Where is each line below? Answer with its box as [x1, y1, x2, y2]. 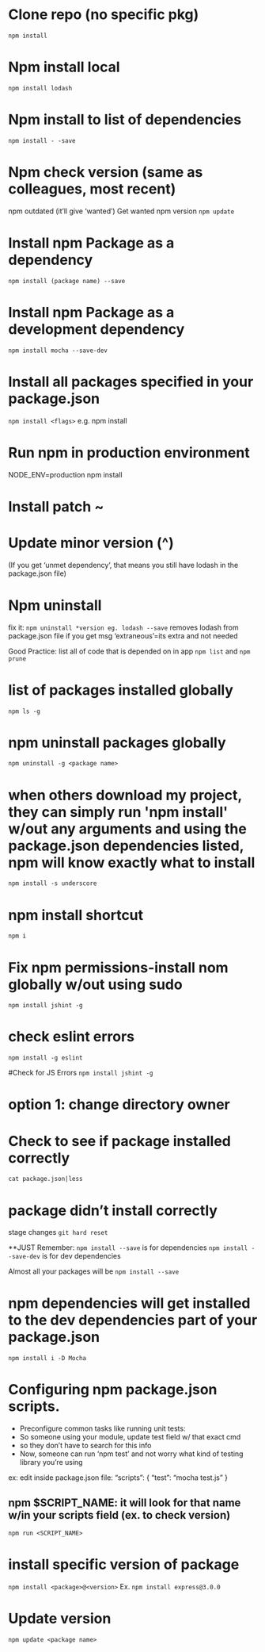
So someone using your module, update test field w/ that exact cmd [19, 1432, 241, 1442]
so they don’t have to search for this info [19, 1441, 152, 1451]
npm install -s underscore [8, 880, 97, 887]
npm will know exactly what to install [8, 853, 256, 872]
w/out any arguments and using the [8, 819, 247, 837]
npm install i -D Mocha [8, 1355, 87, 1363]
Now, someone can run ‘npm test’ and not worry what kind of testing [19, 1449, 244, 1458]
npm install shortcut [8, 906, 144, 924]
